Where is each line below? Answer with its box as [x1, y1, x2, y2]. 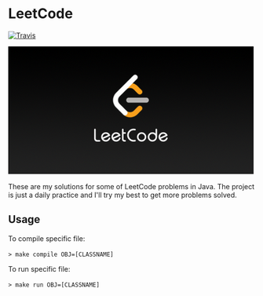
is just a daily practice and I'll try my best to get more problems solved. [8, 190, 237, 199]
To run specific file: [8, 264, 71, 273]
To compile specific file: [8, 233, 86, 243]
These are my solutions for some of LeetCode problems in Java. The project [8, 181, 255, 191]
